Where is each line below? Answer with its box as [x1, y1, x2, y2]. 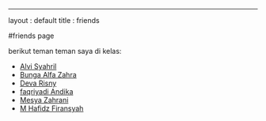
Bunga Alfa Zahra [19, 70, 77, 79]
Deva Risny [19, 78, 57, 88]
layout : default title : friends [8, 16, 101, 25]
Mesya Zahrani [19, 96, 69, 104]
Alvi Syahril [19, 62, 57, 71]
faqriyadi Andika [19, 87, 74, 96]
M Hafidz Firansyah [19, 104, 84, 113]
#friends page [8, 31, 55, 40]
